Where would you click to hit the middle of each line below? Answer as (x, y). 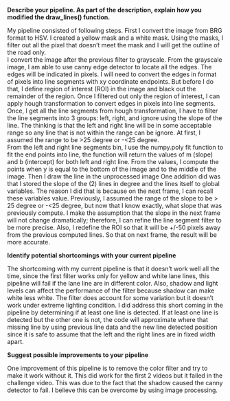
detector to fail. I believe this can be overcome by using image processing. (113, 390)
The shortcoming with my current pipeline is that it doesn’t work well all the (113, 268)
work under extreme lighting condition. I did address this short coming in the (115, 305)
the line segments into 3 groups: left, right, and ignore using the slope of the (115, 118)
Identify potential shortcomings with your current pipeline (92, 255)
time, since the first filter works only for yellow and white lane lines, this (108, 276)
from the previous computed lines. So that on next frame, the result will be (112, 235)
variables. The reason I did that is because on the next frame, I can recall (110, 191)
